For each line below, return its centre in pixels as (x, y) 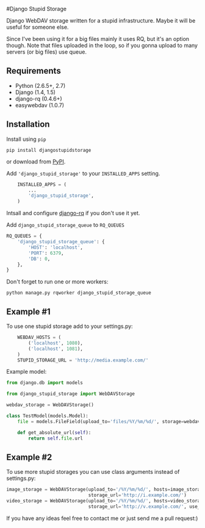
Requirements (34, 71)
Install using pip (26, 139)
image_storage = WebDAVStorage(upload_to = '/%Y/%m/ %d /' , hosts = (88, 490)
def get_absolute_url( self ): (54, 432)
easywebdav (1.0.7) (40, 105)
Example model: (27, 372)
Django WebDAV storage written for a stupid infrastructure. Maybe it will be (101, 20)
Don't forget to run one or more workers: (57, 282)
